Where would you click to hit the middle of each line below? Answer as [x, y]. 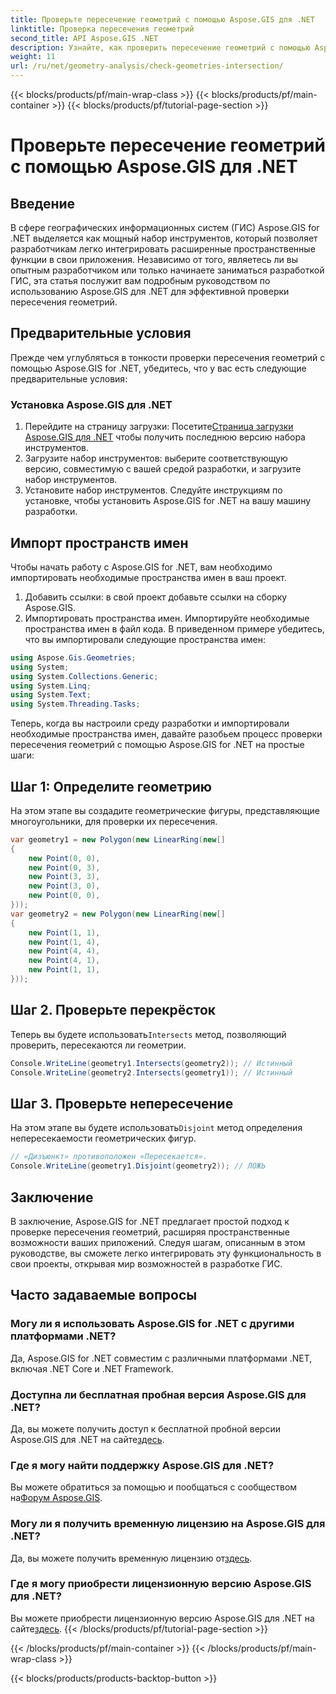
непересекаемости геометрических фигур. [103, 1138]
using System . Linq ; [51, 686]
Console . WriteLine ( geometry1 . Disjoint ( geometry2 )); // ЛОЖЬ [138, 1166]
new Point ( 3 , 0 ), [64, 886]
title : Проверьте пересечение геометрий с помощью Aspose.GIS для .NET [162, 19]
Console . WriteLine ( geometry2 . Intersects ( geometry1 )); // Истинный [151, 1072]
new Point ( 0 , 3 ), [64, 867]
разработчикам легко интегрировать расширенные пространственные [163, 249]
